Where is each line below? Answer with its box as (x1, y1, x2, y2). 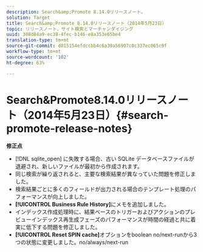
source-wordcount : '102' (6, 54, 69, 60)
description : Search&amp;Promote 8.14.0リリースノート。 (6, 9, 146, 15)
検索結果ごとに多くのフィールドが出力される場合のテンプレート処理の (15, 186, 191, 193)
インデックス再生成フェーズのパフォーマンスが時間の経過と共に (31, 216, 191, 223)
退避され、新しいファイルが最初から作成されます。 (15, 163, 143, 170)
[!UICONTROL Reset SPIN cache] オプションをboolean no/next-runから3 (15, 231, 198, 239)
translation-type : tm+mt (6, 37, 69, 43)
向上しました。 (52, 193, 90, 200)
